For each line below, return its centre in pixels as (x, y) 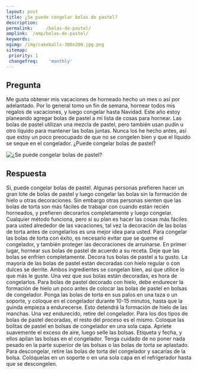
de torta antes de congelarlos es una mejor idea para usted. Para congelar (97, 232)
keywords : (18, 39)
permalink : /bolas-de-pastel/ (49, 28)
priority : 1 (23, 56)
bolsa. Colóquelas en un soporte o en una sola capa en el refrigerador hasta (99, 358)
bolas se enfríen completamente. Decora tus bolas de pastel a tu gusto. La (97, 257)
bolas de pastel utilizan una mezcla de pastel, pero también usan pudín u (95, 124)
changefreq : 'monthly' (41, 61)
